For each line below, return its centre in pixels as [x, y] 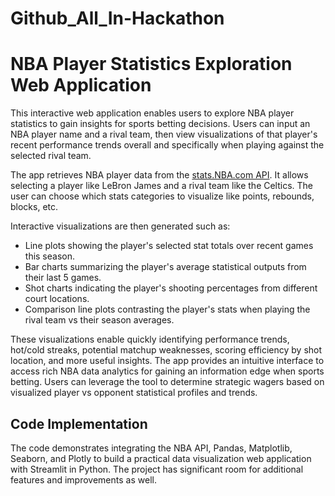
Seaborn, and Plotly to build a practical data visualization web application [161, 458]
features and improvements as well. [83, 479]
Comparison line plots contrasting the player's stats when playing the [167, 309]
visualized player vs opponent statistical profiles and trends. [134, 393]
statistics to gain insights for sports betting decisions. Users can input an [160, 124]
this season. [50, 256]
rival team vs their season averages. [99, 320]
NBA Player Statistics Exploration [151, 64]
